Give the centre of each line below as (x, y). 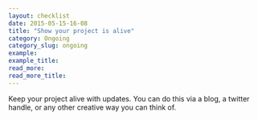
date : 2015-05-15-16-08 (48, 23)
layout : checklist (39, 16)
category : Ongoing (39, 38)
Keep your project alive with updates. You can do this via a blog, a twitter (129, 98)
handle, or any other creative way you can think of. (92, 107)
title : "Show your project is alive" (72, 31)
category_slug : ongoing (48, 46)
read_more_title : (37, 76)
